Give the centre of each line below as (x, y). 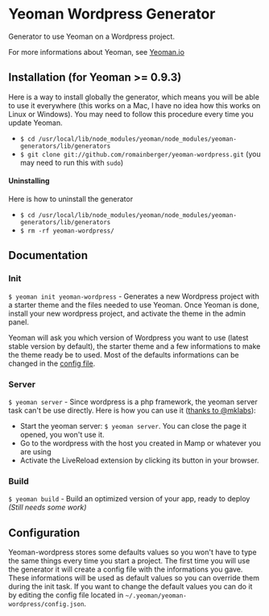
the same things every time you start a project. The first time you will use (129, 561)
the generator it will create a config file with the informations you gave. (126, 569)
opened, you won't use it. (62, 434)
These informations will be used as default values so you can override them (134, 578)
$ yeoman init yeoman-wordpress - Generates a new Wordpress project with (134, 296)
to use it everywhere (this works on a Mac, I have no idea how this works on (134, 105)
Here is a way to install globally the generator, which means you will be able (134, 97)
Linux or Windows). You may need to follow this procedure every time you (131, 114)
